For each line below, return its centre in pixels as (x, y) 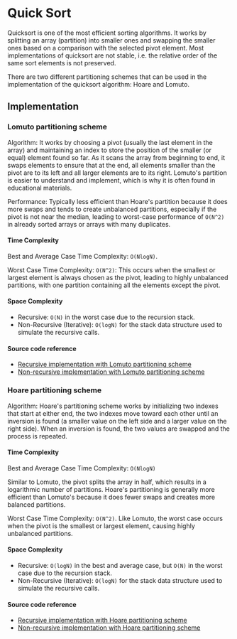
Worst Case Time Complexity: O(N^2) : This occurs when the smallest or (111, 270)
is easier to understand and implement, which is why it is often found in (111, 180)
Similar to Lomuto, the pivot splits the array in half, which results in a (107, 482)
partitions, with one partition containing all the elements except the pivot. (114, 285)
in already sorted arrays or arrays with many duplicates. (89, 224)
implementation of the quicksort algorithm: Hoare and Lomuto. (99, 84)
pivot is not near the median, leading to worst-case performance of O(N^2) (116, 216)
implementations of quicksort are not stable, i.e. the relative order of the (112, 55)
